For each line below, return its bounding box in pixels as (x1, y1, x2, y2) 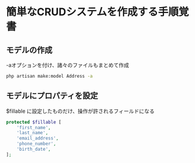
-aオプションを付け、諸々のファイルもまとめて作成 (6, 62, 129, 68)
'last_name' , (16, 130, 49, 136)
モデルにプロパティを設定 (6, 91, 98, 101)
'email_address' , (16, 136, 59, 141)
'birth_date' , (16, 147, 51, 152)
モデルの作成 (6, 45, 53, 55)
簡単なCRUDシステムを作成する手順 (6, 5, 179, 19)
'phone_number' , (16, 141, 57, 147)
